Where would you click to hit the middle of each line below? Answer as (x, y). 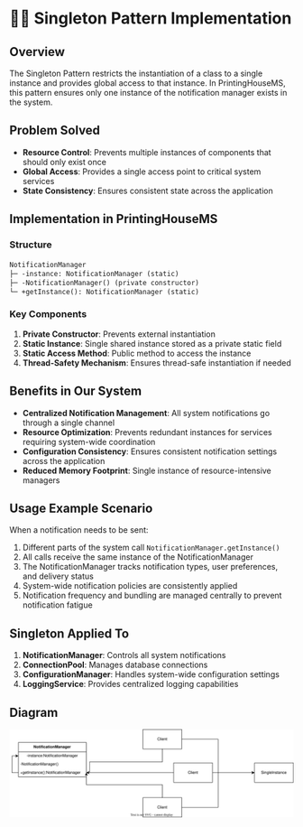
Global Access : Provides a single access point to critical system (142, 172)
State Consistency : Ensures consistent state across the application (147, 190)
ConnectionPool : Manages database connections (115, 665)
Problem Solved (55, 130)
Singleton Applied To (69, 633)
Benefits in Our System (76, 391)
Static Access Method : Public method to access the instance (137, 353)
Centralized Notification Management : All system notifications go (146, 413)
